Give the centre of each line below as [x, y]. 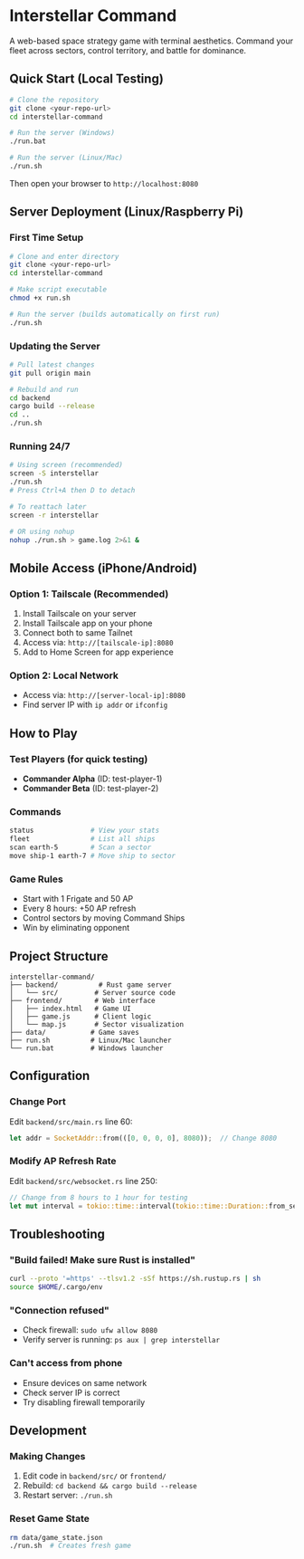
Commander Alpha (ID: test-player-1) [92, 779]
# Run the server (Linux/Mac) [66, 158]
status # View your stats [85, 831]
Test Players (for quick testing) [79, 759]
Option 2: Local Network [64, 675]
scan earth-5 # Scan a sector [81, 847]
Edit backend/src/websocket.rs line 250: [84, 1181]
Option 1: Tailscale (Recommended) [89, 594]
